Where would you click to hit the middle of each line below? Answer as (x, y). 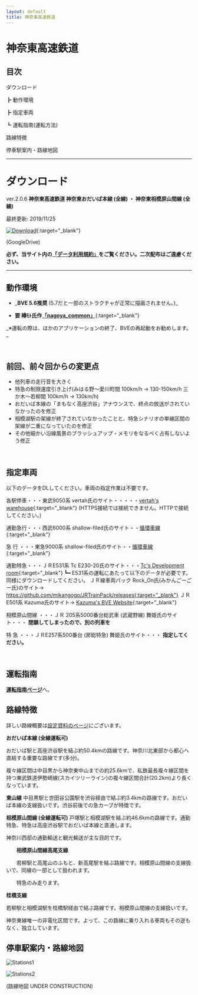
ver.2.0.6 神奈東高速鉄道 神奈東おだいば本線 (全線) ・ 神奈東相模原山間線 (94, 199)
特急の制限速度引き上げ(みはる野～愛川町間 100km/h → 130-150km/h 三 (101, 389)
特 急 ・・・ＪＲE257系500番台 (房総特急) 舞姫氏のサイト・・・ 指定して (95, 635)
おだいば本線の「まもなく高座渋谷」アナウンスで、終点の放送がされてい (102, 404)
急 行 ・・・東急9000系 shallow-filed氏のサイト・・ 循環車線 (80, 547)
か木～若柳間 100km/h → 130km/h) (57, 396)
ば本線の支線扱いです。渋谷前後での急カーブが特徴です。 (75, 805)
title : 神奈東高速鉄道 (31, 17)
